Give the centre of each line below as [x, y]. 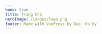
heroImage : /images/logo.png [36, 19]
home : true [17, 10]
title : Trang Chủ [24, 14]
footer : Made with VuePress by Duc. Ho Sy [51, 24]
